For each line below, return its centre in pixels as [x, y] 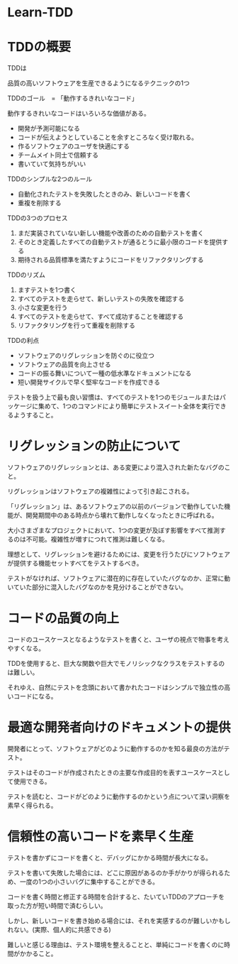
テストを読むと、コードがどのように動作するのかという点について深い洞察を [119, 796]
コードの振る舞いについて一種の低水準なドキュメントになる [104, 373]
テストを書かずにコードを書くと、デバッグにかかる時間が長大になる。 [110, 858]
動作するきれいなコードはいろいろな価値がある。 [79, 114]
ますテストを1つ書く [47, 290]
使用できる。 [32, 781]
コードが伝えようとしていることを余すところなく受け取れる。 [108, 137]
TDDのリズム [27, 275]
